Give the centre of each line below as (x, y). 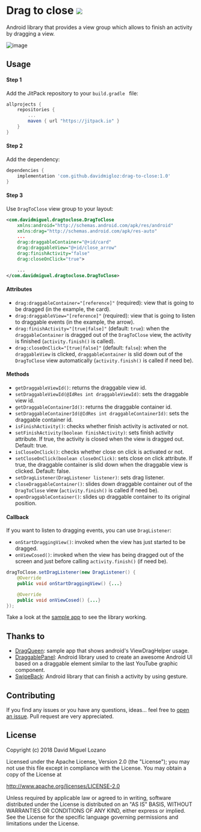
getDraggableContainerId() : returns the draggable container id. (93, 407)
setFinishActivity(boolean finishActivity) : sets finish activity (94, 432)
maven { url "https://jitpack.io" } (74, 121)
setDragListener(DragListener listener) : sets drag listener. (90, 477)
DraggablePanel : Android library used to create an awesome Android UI (104, 657)
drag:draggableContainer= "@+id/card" (64, 242)
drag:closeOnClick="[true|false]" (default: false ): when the (91, 347)
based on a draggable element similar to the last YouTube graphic (96, 664)
